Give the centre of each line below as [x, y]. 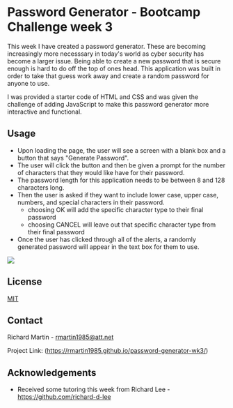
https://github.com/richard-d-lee [64, 397]
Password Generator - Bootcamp [104, 12]
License [25, 282]
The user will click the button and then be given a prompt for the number [121, 165]
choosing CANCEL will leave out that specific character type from [122, 225]
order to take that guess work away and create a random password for [109, 76]
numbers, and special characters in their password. [91, 202]
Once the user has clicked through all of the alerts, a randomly [107, 239]
